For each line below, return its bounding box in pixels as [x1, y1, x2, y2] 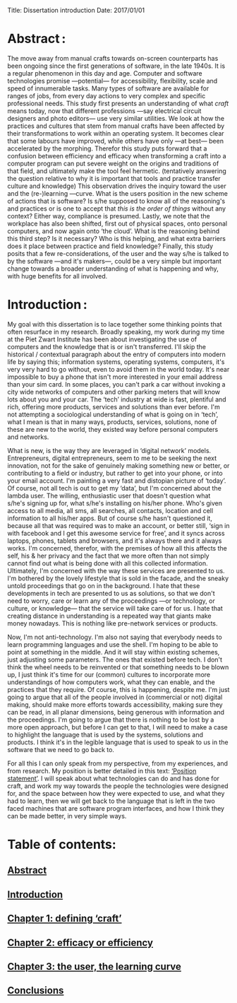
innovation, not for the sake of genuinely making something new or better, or [7, 461, 230, 469]
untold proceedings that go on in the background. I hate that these [7, 581, 200, 590]
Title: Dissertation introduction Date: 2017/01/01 [7, 6, 145, 14]
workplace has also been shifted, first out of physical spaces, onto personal [7, 219, 228, 228]
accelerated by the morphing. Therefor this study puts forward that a [7, 144, 207, 153]
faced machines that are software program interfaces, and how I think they [7, 804, 224, 812]
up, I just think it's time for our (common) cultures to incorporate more [7, 670, 210, 679]
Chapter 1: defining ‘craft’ [7, 913, 122, 925]
